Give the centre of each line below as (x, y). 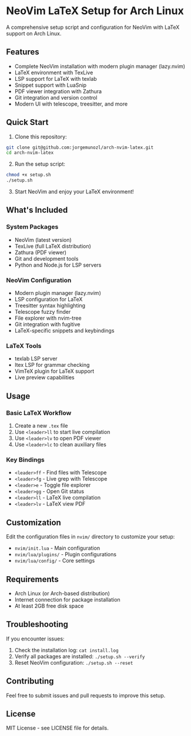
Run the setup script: (40, 164)
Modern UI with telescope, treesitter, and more (71, 104)
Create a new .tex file (41, 426)
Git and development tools (46, 258)
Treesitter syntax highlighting (50, 305)
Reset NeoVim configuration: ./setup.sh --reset (74, 662)
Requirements (32, 579)
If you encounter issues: (35, 639)
